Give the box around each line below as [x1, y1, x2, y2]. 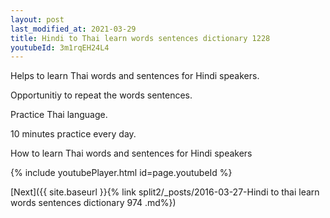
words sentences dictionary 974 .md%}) [10, 197, 177, 209]
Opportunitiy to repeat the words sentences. [10, 89, 193, 101]
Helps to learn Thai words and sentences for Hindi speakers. [10, 70, 260, 82]
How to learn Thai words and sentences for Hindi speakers [10, 147, 253, 160]
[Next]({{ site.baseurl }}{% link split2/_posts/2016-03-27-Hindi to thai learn [10, 186, 320, 198]
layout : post [10, 14, 65, 25]
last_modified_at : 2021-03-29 [10, 24, 137, 34]
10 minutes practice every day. [10, 128, 137, 140]
